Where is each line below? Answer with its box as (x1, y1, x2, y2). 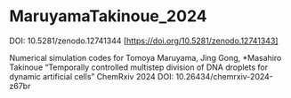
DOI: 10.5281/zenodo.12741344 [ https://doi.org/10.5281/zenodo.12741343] (9, 35, 279, 46)
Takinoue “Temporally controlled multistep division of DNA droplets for (9, 62, 269, 72)
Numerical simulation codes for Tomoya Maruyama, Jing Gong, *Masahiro (9, 52, 282, 63)
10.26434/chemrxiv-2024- (175, 71, 274, 81)
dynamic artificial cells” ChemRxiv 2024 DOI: (9, 71, 174, 81)
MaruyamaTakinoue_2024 (9, 6, 207, 26)
